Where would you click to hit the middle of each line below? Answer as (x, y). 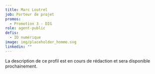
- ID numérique (25, 38)
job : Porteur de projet (30, 14)
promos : (13, 19)
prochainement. (21, 66)
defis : (12, 33)
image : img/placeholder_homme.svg (41, 42)
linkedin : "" (19, 47)
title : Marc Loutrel (27, 10)
